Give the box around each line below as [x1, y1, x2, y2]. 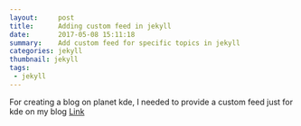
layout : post [9, 13, 75, 22]
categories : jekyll [9, 47, 83, 56]
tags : [9, 64, 30, 73]
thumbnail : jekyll [9, 55, 79, 64]
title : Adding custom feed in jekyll [9, 22, 172, 31]
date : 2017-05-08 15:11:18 [9, 30, 136, 39]
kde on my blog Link [9, 105, 85, 117]
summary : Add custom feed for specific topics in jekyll [9, 38, 241, 48]
